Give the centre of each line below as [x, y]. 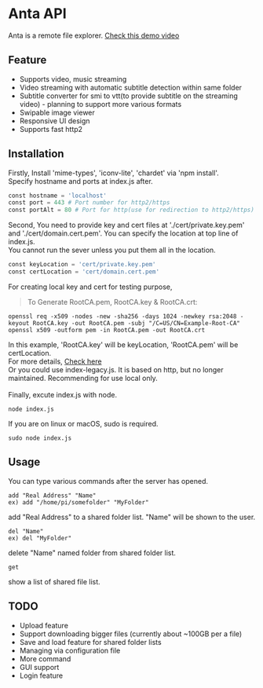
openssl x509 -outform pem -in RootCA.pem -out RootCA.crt [107, 330]
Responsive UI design [55, 121]
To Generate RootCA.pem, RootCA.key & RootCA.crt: [112, 302]
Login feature [41, 675]
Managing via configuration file [70, 650]
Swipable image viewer [57, 112]
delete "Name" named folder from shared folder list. [92, 553]
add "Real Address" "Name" [52, 496]
